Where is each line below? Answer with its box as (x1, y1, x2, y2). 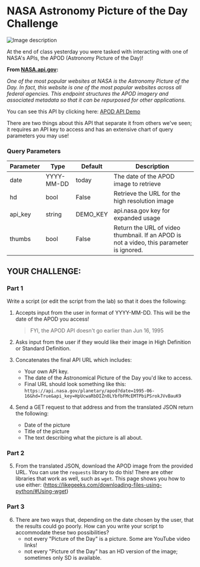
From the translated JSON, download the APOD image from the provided (15, 462, 193, 469)
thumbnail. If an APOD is (113, 231, 182, 239)
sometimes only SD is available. (24, 554, 102, 561)
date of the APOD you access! (15, 315, 90, 322)
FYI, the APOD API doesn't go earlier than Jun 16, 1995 (30, 327, 164, 334)
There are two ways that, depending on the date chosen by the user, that (15, 516, 194, 523)
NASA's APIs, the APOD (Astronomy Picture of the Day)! (7, 54, 144, 61)
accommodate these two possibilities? (15, 528, 109, 536)
